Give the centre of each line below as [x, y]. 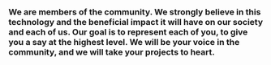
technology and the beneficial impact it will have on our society [136, 22]
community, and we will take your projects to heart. [112, 52]
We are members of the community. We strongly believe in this [135, 12]
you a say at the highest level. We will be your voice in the [124, 42]
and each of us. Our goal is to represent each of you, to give [128, 32]
